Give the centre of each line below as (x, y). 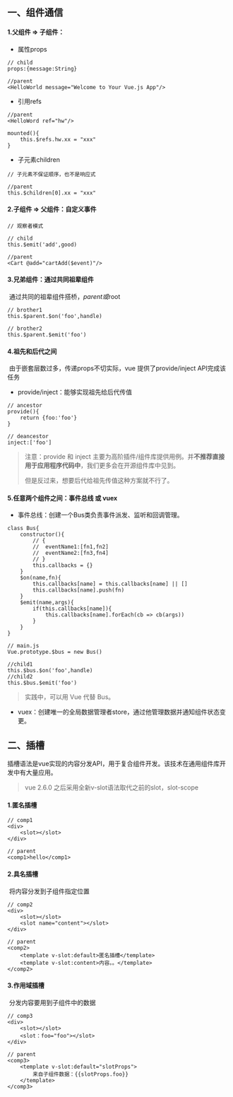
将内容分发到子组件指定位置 (49, 891)
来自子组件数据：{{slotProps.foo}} (81, 1074)
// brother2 (25, 329)
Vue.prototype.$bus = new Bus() (55, 652)
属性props (32, 49)
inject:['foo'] (30, 443)
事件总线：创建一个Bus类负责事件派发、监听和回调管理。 (100, 515)
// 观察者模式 (25, 226)
